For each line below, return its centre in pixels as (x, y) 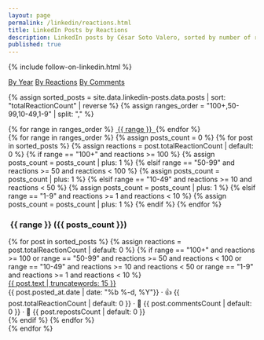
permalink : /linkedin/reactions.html (70, 23)
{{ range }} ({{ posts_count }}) (68, 225)
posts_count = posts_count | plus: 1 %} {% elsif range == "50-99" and (122, 163)
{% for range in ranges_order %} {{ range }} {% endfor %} (104, 130)
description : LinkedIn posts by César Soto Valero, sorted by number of (130, 37)
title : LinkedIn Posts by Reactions (68, 30)
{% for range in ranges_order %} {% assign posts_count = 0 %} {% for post (130, 137)
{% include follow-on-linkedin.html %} (70, 67)
